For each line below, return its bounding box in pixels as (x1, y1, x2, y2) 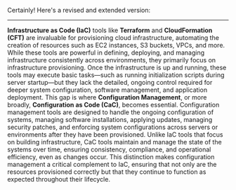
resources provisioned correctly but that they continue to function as (7, 168, 206, 176)
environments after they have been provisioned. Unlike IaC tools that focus (7, 130, 223, 139)
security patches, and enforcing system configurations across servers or (7, 123, 218, 131)
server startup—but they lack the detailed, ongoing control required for (7, 79, 213, 86)
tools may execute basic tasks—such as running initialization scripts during (7, 71, 225, 79)
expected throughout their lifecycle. (7, 175, 111, 183)
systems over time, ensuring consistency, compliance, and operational (7, 145, 211, 154)
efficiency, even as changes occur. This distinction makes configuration (7, 153, 215, 161)
